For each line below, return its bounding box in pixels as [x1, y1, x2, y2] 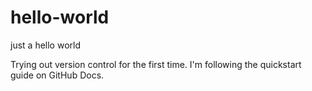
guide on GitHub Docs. [10, 69, 105, 81]
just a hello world [10, 39, 81, 51]
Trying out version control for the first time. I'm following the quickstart [10, 58, 302, 70]
